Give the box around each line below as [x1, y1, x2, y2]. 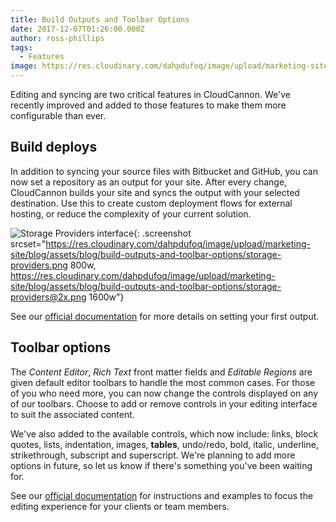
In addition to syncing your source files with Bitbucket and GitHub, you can [10, 165, 318, 177]
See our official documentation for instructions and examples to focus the [10, 489, 314, 501]
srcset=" [10, 237, 47, 250]
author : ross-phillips [10, 33, 105, 43]
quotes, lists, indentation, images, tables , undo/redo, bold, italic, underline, [10, 438, 319, 450]
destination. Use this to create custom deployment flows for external [10, 197, 293, 209]
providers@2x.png [10, 291, 87, 303]
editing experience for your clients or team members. [10, 500, 230, 512]
